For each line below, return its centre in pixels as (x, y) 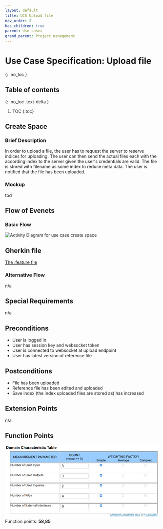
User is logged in (29, 340)
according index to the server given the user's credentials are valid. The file (81, 161)
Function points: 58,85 (28, 521)
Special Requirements (39, 301)
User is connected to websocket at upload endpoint (64, 350)
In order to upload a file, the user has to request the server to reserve (75, 151)
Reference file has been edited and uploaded (57, 388)
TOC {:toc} (23, 111)
